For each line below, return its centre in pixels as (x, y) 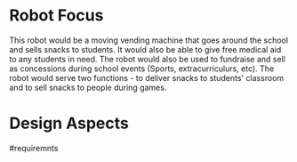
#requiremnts (34, 148)
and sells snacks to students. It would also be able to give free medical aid (145, 49)
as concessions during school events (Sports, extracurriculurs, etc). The (142, 69)
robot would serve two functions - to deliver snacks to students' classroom (147, 77)
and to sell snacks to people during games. (88, 87)
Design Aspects (69, 123)
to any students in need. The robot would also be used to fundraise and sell (148, 59)
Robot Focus (56, 16)
